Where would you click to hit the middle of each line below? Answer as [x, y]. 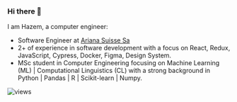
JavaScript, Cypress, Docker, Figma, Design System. [94, 55]
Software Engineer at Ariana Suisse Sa [74, 40]
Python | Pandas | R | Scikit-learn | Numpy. [80, 78]
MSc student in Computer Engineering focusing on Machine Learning [118, 63]
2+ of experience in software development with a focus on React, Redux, [124, 48]
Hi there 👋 [25, 11]
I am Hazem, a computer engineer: [58, 27]
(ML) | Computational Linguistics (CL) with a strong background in [114, 71]
